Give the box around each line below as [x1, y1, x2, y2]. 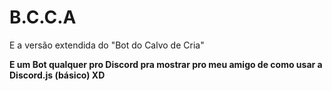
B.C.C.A [9, 6, 77, 29]
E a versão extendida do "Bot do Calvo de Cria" [9, 39, 205, 51]
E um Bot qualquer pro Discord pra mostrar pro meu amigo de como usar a [9, 58, 323, 70]
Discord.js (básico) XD [9, 69, 106, 81]
